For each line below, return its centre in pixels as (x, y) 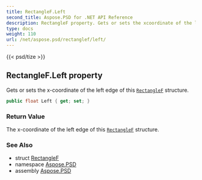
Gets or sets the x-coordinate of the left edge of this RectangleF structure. (98, 90)
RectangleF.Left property (54, 76)
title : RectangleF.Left (36, 12)
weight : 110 (21, 34)
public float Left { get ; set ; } (48, 101)
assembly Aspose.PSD (43, 171)
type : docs (20, 28)
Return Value (26, 116)
